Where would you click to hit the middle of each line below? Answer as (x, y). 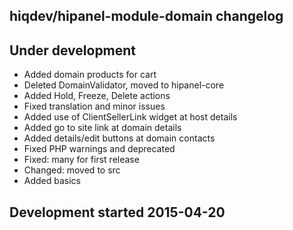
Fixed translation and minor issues (94, 106)
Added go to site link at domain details (102, 128)
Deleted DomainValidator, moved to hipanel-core (124, 85)
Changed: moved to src (72, 170)
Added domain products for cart (90, 75)
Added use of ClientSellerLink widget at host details (130, 117)
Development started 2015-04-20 (117, 212)
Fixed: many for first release (81, 160)
